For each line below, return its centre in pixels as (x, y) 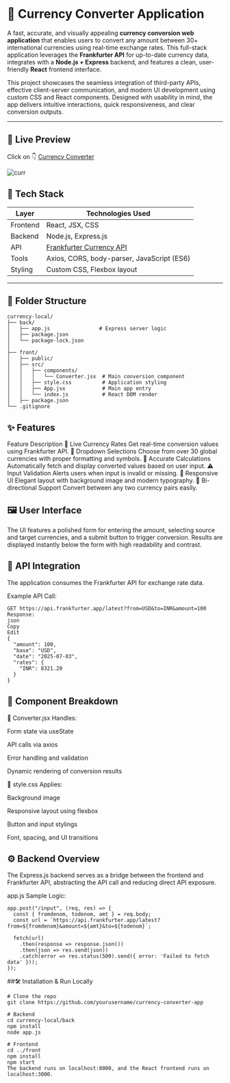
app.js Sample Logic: (37, 896)
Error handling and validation (48, 758)
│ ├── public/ (30, 359)
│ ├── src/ (26, 365)
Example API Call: (32, 596)
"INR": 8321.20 (41, 668)
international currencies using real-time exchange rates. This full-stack (107, 47)
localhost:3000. (30, 1075)
